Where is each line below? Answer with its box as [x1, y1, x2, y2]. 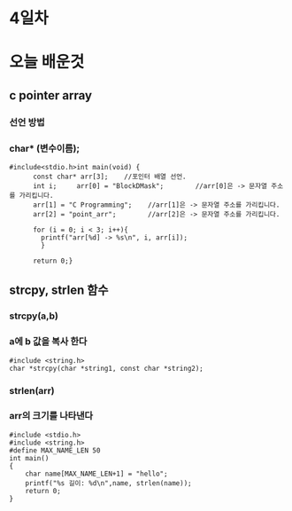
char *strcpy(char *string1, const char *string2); [9, 364, 204, 373]
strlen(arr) [9, 384, 55, 397]
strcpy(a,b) [9, 310, 59, 322]
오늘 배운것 [9, 52, 85, 72]
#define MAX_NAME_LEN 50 [9, 445, 101, 455]
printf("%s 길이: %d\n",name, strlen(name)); [25, 478, 192, 488]
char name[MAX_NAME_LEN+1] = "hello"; [25, 469, 168, 478]
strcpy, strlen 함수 [9, 283, 109, 298]
